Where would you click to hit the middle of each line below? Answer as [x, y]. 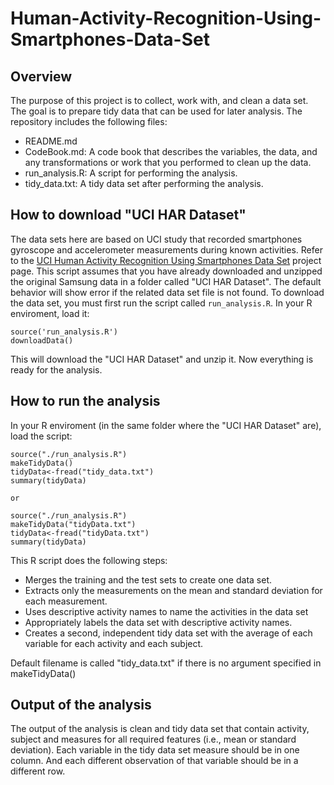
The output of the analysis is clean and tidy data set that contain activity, [160, 729]
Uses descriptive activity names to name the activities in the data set [166, 611]
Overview [41, 76]
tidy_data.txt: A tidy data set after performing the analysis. [144, 183]
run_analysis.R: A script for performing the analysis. [131, 173]
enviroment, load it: [50, 313]
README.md [51, 141]
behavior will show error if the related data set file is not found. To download [167, 292]
